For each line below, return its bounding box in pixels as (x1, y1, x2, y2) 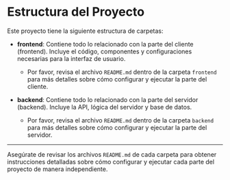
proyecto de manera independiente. (7, 165, 108, 173)
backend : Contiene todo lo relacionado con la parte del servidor (16, 95, 199, 103)
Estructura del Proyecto (7, 4, 145, 20)
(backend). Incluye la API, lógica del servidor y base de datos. (16, 103, 192, 111)
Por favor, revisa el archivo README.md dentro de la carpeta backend (27, 116, 214, 124)
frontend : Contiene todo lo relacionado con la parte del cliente (16, 40, 194, 48)
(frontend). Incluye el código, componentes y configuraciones (16, 47, 192, 55)
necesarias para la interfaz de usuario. (16, 54, 126, 62)
